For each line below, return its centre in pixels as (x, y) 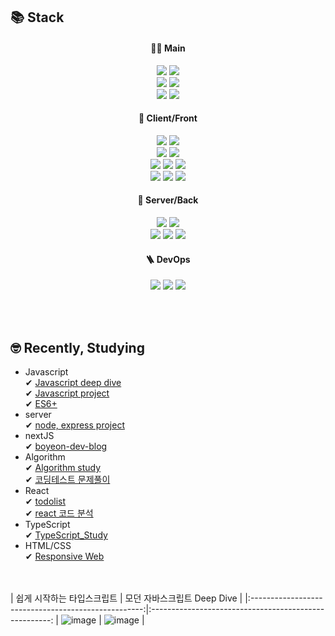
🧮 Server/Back (168, 200)
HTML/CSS (48, 546)
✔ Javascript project (67, 393)
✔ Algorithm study (63, 468)
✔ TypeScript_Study (66, 535)
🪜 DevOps (168, 259)
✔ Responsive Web (64, 556)
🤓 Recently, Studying (77, 347)
